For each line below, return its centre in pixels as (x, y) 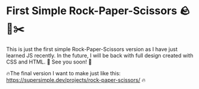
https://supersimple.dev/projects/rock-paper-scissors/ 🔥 (76, 80)
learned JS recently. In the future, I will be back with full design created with (100, 55)
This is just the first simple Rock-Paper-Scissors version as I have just (92, 49)
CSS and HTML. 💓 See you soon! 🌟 (49, 62)
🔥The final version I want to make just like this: (63, 73)
